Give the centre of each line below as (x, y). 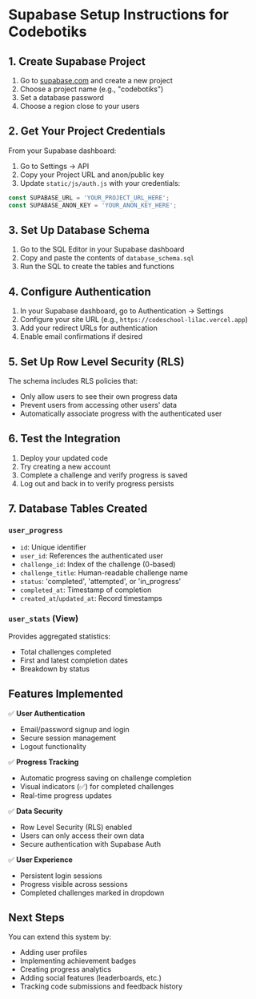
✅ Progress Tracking (44, 762)
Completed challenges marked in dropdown (92, 892)
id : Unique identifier (53, 547)
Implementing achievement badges (78, 961)
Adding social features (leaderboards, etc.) (91, 978)
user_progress (36, 531)
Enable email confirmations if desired (81, 336)
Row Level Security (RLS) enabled (76, 827)
